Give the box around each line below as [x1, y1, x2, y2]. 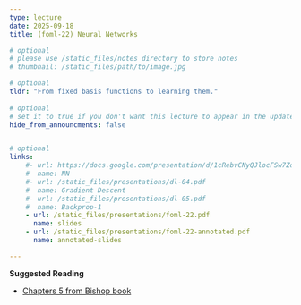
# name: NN [25, 169, 70, 178]
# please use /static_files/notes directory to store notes [9, 55, 239, 64]
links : [9, 153, 34, 162]
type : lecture [9, 13, 63, 22]
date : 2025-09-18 [9, 21, 74, 30]
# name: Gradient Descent [25, 185, 126, 195]
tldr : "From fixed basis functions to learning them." [9, 87, 219, 96]
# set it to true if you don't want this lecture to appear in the [9, 112, 267, 121]
